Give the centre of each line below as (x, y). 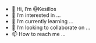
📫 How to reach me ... (38, 34)
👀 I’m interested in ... (36, 15)
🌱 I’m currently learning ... (42, 21)
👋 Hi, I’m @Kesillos (34, 9)
